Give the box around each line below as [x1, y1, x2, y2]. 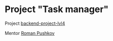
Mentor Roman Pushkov [5, 30, 55, 36]
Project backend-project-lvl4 [5, 20, 65, 26]
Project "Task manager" [5, 4, 109, 15]
